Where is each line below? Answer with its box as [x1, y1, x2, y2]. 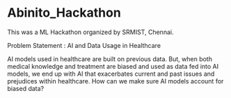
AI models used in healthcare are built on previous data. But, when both [7, 54, 212, 63]
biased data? [7, 84, 44, 92]
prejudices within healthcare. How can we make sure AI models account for [7, 76, 224, 85]
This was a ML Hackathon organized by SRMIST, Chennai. [7, 28, 174, 36]
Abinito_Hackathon [7, 5, 122, 21]
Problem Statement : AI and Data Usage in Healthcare [7, 41, 161, 49]
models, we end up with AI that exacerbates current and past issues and [7, 70, 215, 78]
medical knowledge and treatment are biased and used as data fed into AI [7, 62, 219, 70]
